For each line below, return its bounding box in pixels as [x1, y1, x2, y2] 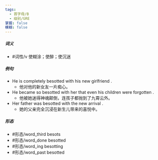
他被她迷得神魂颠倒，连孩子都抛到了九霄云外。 [19, 95, 113, 101]
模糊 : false [5, 25, 28, 30]
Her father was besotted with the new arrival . [12, 101, 103, 106]
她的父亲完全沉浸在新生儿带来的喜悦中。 [19, 106, 100, 112]
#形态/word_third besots [12, 131, 61, 137]
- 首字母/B [9, 12, 29, 16]
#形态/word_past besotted [12, 149, 65, 155]
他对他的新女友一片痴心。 [19, 84, 71, 90]
